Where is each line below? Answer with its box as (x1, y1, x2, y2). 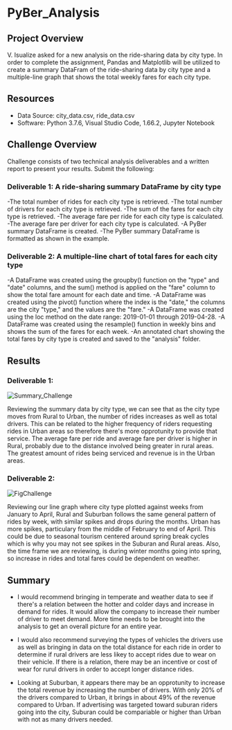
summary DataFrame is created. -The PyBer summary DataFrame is (7, 226, 200, 235)
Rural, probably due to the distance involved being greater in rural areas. (7, 441, 214, 449)
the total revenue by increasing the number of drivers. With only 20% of (17, 686, 223, 694)
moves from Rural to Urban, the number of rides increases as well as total (7, 412, 217, 420)
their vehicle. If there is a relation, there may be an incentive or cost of (17, 658, 217, 666)
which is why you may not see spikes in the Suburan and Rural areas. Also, (7, 540, 221, 548)
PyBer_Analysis (7, 5, 100, 21)
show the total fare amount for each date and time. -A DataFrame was (7, 291, 206, 299)
